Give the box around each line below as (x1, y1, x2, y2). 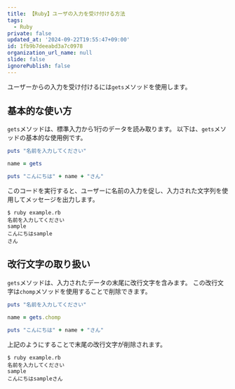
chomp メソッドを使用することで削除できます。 (20, 287, 152, 295)
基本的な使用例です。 (25, 134, 87, 142)
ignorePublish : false (7, 62, 71, 69)
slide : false (7, 56, 46, 63)
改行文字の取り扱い (7, 259, 90, 271)
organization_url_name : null (7, 50, 93, 57)
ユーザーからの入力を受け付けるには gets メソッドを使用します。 (7, 82, 192, 91)
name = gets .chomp (7, 313, 61, 321)
